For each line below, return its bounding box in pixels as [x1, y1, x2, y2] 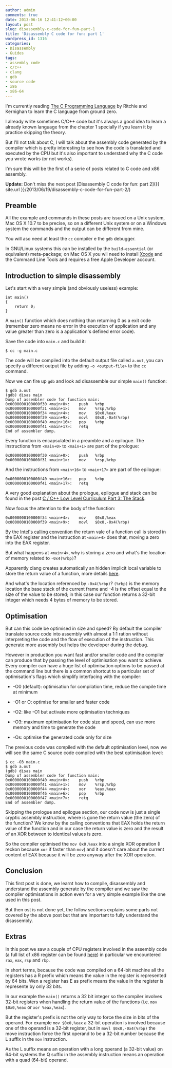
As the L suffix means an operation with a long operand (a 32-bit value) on [5, 1046, 163, 1052]
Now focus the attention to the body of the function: [5, 505, 116, 512]
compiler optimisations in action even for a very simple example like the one [5, 891, 166, 897]
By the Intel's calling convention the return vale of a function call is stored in [5, 529, 166, 535]
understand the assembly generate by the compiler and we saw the [5, 886, 148, 892]
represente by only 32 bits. [5, 983, 63, 989]
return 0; [14, 304, 36, 309]
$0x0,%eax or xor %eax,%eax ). [5, 1004, 66, 1010]
